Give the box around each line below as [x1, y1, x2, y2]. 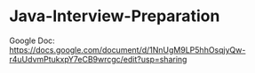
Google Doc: [9, 35, 55, 46]
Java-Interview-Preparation [9, 6, 220, 26]
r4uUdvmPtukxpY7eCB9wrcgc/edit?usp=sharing [9, 54, 187, 64]
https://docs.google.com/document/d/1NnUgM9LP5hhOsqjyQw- [9, 44, 246, 55]
